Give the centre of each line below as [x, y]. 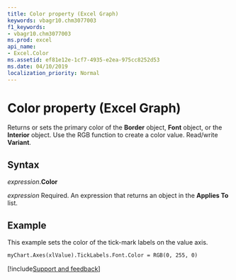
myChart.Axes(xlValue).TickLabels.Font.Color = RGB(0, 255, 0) [103, 255]
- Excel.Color [28, 54]
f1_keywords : [27, 27]
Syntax [23, 164]
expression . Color [33, 182]
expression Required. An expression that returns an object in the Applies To [118, 196]
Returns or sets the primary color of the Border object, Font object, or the [115, 127]
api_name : [22, 47]
